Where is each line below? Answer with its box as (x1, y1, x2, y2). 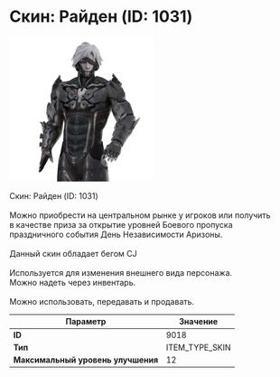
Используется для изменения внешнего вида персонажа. (9, 267, 233, 278)
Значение (179, 316, 219, 327)
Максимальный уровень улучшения (13, 354, 159, 365)
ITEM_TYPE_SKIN (165, 342, 232, 353)
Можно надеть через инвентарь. (9, 277, 136, 287)
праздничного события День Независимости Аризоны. (9, 229, 223, 240)
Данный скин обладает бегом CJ (9, 248, 137, 259)
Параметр (65, 316, 107, 327)
